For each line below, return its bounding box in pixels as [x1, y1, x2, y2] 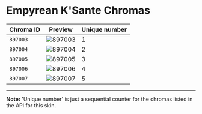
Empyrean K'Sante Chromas [6, 4, 151, 17]
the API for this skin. [6, 101, 56, 109]
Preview [49, 25, 73, 34]
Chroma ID [9, 25, 40, 34]
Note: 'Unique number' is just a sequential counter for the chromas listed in [6, 95, 193, 103]
